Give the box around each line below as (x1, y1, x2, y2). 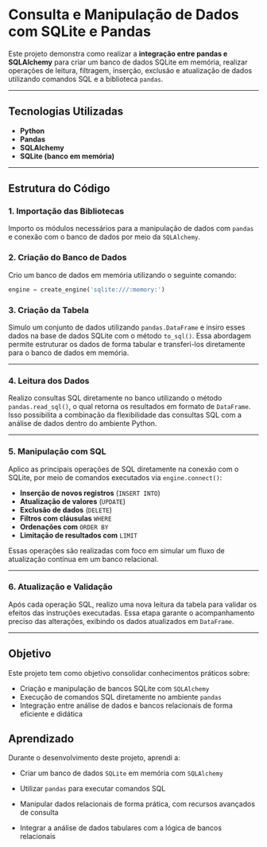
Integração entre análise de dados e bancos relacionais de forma (19, 701, 233, 710)
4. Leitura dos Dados (8, 375, 90, 386)
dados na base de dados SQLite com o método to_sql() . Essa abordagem (8, 330, 252, 340)
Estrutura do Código (8, 181, 110, 196)
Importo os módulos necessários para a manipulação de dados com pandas (8, 224, 254, 233)
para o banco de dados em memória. (8, 348, 130, 357)
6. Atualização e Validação (8, 581, 113, 592)
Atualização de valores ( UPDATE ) (19, 496, 126, 506)
